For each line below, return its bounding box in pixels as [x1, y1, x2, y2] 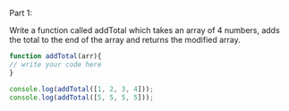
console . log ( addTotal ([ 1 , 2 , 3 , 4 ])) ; [9, 84, 154, 93]
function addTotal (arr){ [9, 52, 102, 61]
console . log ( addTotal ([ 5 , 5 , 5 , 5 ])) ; [9, 93, 154, 102]
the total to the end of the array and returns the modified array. [9, 35, 242, 45]
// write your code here [9, 60, 102, 69]
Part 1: [9, 8, 33, 18]
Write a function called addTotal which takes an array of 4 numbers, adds [9, 25, 280, 35]
